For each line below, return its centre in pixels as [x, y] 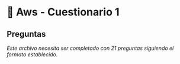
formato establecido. [32, 55]
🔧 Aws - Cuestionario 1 [63, 12]
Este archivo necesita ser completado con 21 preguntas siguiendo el [90, 48]
